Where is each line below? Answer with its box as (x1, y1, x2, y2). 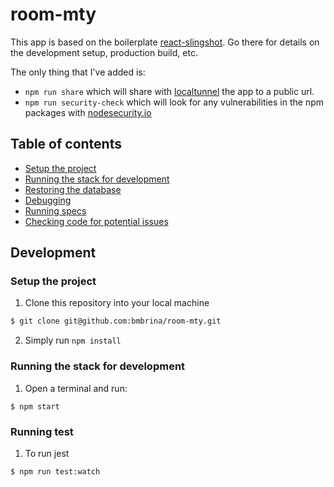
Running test (10, 424, 74, 438)
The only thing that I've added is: (10, 66, 146, 78)
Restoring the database (24, 183, 122, 195)
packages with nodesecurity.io (24, 106, 152, 118)
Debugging (24, 194, 72, 206)
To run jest (24, 447, 70, 459)
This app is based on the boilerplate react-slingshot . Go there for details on (10, 36, 320, 48)
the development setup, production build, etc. (10, 46, 198, 58)
